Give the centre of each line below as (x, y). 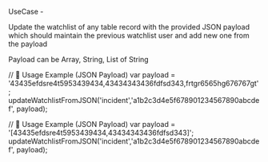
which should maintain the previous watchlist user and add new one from (129, 36)
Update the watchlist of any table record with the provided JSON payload (129, 27)
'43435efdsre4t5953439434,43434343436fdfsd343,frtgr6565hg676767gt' (134, 83)
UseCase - (26, 12)
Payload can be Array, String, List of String (79, 59)
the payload (28, 44)
